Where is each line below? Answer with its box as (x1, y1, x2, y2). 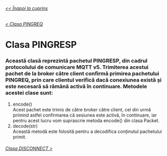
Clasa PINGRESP (5, 39, 77, 51)
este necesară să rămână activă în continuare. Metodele (5, 83, 147, 90)
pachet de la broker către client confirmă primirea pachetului (5, 70, 159, 77)
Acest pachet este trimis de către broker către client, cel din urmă (12, 106, 151, 112)
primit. (12, 133, 27, 140)
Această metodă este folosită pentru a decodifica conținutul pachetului (12, 128, 162, 134)
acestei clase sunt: (5, 89, 54, 96)
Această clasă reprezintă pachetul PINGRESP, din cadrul (5, 57, 148, 65)
